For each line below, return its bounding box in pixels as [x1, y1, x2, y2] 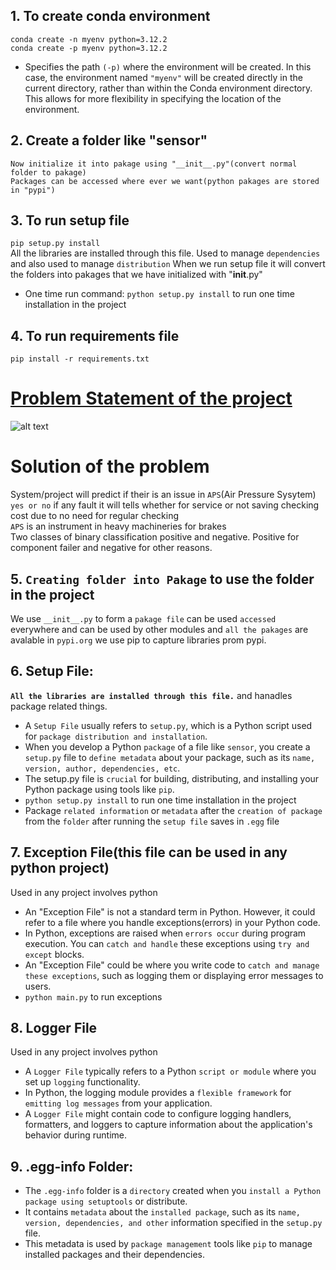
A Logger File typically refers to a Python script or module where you [24, 1065, 317, 1078]
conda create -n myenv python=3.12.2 [10, 34, 168, 44]
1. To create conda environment [10, 8, 211, 25]
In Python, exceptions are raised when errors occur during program [24, 927, 307, 939]
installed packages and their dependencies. [24, 1249, 205, 1261]
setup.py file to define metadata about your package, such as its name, [24, 751, 316, 763]
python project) [10, 860, 110, 877]
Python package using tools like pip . [24, 783, 175, 795]
